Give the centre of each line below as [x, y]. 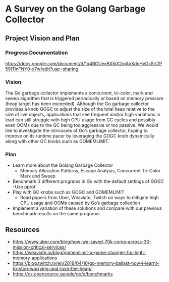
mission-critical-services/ [39, 247]
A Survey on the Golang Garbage [75, 9]
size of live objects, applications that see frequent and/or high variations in [83, 115]
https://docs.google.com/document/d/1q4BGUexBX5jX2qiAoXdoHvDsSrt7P [84, 63]
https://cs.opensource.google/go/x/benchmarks [63, 274]
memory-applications [35, 258]
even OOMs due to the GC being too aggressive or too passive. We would [82, 125]
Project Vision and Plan [42, 38]
